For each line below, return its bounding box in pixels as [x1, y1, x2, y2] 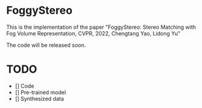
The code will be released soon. [6, 41, 86, 49]
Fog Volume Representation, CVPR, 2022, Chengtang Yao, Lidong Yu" [6, 29, 181, 37]
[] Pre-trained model [15, 88, 67, 96]
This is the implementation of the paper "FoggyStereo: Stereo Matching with [6, 23, 197, 31]
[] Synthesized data [15, 95, 65, 102]
